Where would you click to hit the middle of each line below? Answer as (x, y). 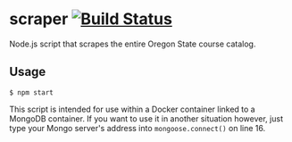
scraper (39, 19)
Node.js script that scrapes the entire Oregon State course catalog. (133, 44)
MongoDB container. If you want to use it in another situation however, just (146, 118)
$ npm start (31, 92)
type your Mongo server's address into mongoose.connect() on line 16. (138, 128)
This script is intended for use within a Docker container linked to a (133, 109)
